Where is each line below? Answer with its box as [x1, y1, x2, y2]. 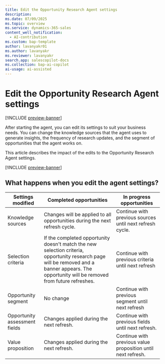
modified [12, 199, 34, 206]
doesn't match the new [44, 240, 97, 247]
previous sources [116, 214, 156, 221]
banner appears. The [44, 265, 92, 272]
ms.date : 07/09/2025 [5, 16, 48, 21]
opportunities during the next [44, 217, 111, 224]
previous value [116, 338, 150, 345]
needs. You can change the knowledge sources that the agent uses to [5, 129, 147, 136]
